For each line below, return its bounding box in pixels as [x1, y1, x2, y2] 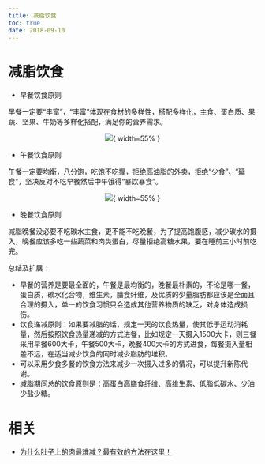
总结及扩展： [8, 263, 50, 273]
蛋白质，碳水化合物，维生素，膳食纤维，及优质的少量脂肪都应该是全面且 [19, 290, 255, 300]
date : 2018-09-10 [8, 26, 65, 34]
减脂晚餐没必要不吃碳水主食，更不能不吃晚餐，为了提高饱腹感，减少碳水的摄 [8, 227, 257, 236]
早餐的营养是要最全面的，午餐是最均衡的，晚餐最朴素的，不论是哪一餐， [19, 280, 255, 289]
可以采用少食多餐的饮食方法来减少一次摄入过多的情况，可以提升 [19, 359, 227, 368]
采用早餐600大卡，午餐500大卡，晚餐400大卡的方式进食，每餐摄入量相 [19, 339, 252, 349]
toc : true [8, 19, 41, 27]
